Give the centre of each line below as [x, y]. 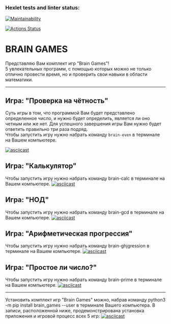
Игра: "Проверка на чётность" [57, 100]
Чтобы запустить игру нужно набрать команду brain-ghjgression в [77, 246]
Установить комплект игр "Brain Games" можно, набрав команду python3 [85, 300]
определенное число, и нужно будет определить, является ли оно [78, 119]
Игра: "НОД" [27, 200]
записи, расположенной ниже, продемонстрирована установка [75, 311]
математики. [19, 80]
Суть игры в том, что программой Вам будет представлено [70, 113]
